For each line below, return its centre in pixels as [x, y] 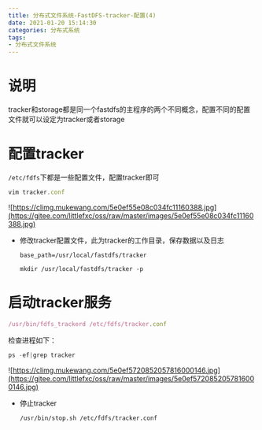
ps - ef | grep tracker [42, 355]
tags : [17, 37]
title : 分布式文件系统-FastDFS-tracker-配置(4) [82, 15]
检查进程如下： [32, 340]
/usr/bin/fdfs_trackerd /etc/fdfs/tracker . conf [88, 324]
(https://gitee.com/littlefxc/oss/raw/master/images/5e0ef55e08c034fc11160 [131, 215]
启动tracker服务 [60, 303]
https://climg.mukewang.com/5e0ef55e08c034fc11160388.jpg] [115, 207]
